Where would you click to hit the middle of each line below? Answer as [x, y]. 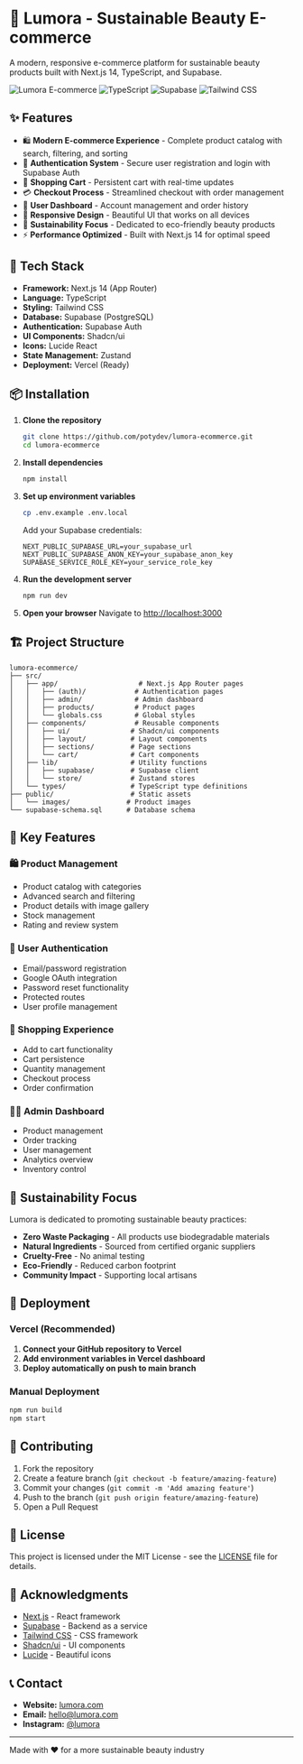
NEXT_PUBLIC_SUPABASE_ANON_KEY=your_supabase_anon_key [128, 554]
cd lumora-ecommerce [61, 446]
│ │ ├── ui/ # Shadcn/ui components [115, 731]
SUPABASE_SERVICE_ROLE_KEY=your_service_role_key [118, 562]
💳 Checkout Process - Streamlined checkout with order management [153, 192]
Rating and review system [70, 925]
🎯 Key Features [53, 837]
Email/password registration [74, 968]
